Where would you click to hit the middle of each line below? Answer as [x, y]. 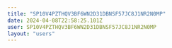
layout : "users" [31, 34]
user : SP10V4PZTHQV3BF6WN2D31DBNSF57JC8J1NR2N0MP [82, 27]
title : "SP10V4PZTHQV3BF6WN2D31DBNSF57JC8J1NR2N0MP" [87, 14]
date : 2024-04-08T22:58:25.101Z [55, 20]
